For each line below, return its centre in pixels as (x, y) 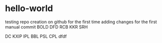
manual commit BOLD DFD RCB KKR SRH (46, 27)
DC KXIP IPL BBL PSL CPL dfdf (36, 36)
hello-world (29, 8)
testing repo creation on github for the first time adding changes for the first (81, 22)
